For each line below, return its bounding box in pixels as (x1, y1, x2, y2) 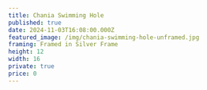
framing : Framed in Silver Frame (8, 41, 119, 49)
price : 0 (8, 70, 37, 77)
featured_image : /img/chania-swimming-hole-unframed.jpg (8, 33, 200, 41)
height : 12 (8, 48, 44, 56)
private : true (8, 63, 55, 70)
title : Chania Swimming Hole (8, 11, 104, 20)
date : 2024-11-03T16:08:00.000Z (8, 26, 115, 34)
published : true (8, 19, 62, 27)
